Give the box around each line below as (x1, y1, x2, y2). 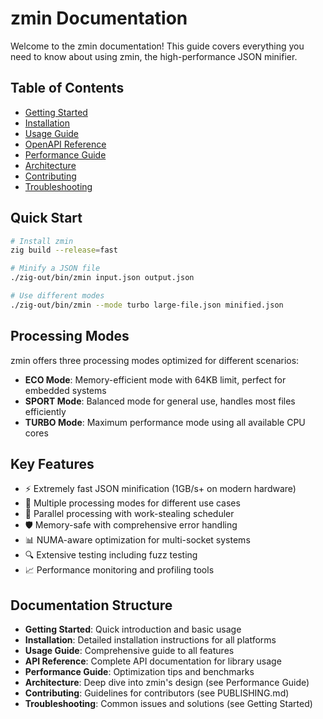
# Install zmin (10, 236, 74, 246)
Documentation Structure (10, 597, 173, 614)
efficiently (24, 405, 67, 417)
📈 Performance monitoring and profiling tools (24, 564, 215, 576)
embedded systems (24, 384, 107, 396)
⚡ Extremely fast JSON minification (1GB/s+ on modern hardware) (24, 483, 297, 495)
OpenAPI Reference (24, 138, 107, 150)
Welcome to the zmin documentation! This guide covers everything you (10, 40, 305, 52)
